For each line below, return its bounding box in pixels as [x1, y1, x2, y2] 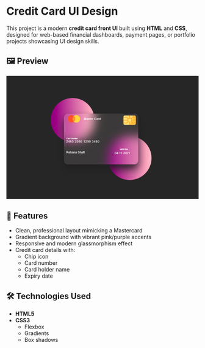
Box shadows [24, 336, 59, 344]
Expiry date [24, 272, 53, 280]
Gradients [24, 330, 49, 337]
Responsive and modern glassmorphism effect [15, 240, 133, 247]
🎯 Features [6, 210, 48, 221]
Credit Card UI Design [6, 4, 118, 18]
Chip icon [24, 253, 49, 261]
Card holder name [24, 266, 70, 273]
